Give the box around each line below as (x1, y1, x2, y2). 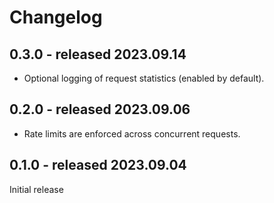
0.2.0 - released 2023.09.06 (9, 101, 191, 118)
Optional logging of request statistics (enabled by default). (23, 72, 265, 84)
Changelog (9, 6, 103, 29)
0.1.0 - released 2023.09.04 (9, 157, 187, 174)
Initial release (9, 183, 64, 195)
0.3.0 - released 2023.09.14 (9, 46, 187, 63)
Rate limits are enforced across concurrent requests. (23, 127, 241, 140)
